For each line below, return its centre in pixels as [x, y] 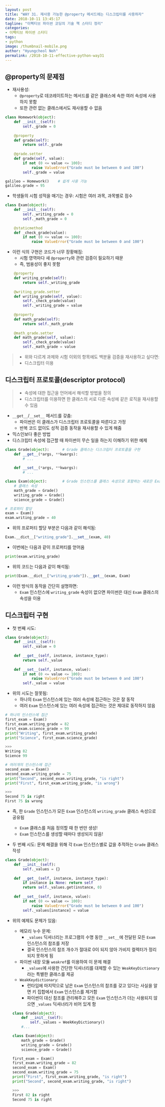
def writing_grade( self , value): [48, 296]
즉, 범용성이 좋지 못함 [40, 264]
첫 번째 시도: [24, 628]
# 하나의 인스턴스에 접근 [27, 715]
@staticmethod [28, 228]
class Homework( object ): [30, 117]
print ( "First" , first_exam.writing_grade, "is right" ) [69, 1077]
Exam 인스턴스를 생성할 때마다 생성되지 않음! [61, 834]
